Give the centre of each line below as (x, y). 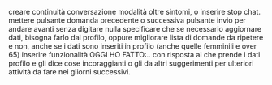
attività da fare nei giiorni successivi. (70, 72)
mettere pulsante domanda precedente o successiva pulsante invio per (127, 20)
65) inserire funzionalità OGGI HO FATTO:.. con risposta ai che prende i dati (134, 55)
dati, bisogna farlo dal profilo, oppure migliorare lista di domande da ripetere (136, 37)
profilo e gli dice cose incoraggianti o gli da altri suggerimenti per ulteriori (131, 63)
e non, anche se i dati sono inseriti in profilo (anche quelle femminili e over (133, 46)
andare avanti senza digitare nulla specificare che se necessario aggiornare (135, 29)
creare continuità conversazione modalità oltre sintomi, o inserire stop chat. (135, 12)
